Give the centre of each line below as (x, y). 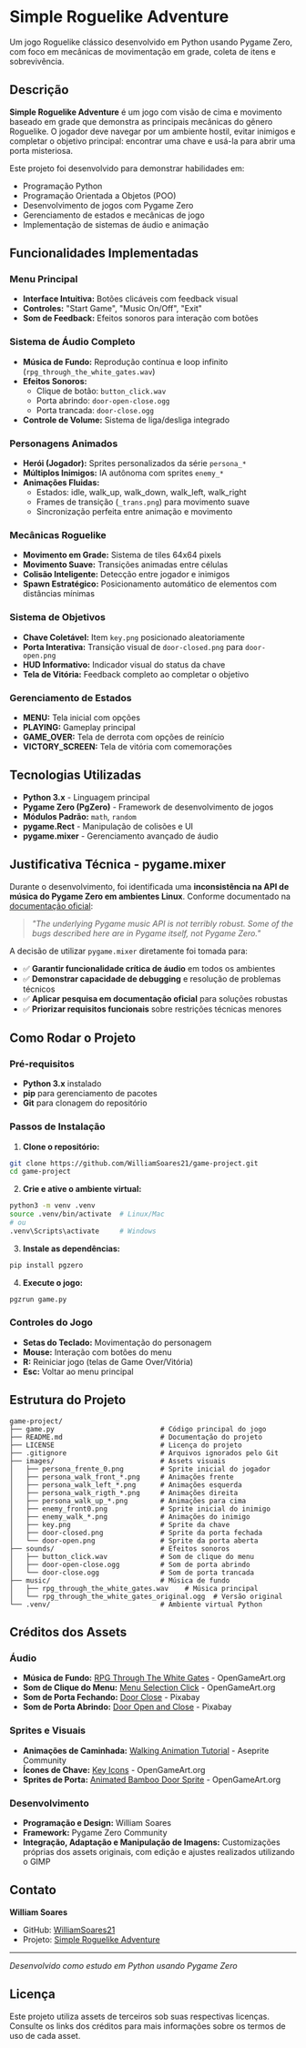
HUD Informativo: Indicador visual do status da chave (124, 664)
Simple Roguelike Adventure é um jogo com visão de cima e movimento (146, 112)
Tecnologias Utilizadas (76, 775)
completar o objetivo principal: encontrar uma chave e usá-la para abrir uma (153, 141)
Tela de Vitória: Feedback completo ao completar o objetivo (136, 674)
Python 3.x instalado (62, 1084)
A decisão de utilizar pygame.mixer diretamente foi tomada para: (129, 951)
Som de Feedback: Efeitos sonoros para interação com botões (140, 318)
